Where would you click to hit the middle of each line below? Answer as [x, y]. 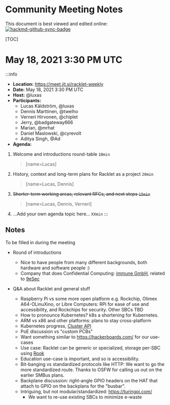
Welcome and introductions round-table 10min [61, 154]
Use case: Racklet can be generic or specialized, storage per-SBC [90, 347]
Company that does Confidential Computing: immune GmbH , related [93, 273]
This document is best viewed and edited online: [56, 24]
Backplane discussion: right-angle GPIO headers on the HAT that [89, 380]
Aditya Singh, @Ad [40, 139]
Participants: [27, 100]
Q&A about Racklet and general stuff [51, 288]
